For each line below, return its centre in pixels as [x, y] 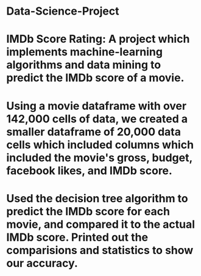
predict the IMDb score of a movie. [95, 78]
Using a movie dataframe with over [97, 106]
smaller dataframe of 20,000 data [94, 132]
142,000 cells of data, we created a [97, 119]
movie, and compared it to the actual [101, 224]
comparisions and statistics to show [100, 250]
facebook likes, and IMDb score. [89, 170]
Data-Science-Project [63, 11]
